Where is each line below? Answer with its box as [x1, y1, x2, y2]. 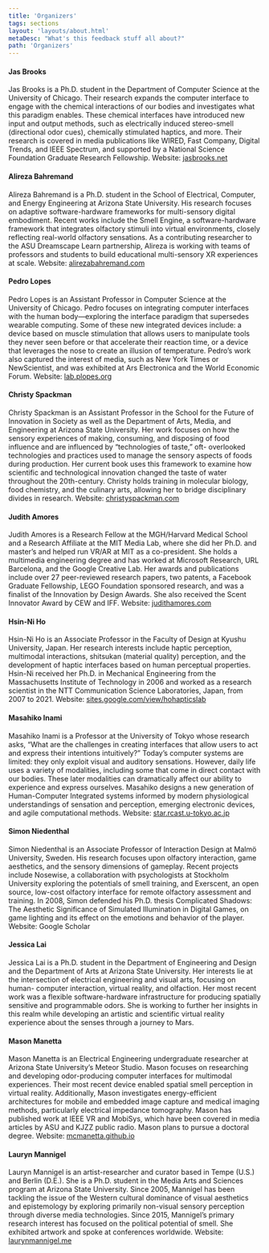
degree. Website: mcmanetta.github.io [8, 1131, 135, 1141]
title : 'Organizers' [8, 11, 78, 20]
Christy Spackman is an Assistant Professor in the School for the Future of [8, 408, 255, 417]
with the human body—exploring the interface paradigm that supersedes [8, 311, 250, 321]
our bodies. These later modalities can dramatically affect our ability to [8, 774, 243, 783]
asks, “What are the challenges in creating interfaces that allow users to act [8, 739, 259, 749]
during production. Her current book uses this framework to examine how [8, 458, 252, 468]
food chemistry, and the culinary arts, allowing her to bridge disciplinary [8, 484, 247, 494]
